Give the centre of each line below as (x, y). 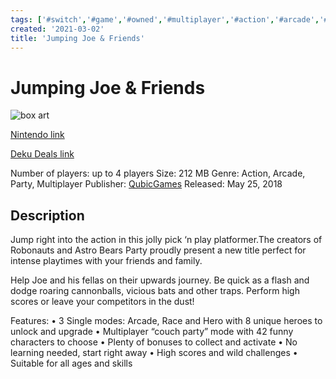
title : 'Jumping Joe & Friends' (77, 38)
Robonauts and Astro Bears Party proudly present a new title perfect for (158, 250)
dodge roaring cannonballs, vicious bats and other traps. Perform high (155, 291)
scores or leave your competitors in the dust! (102, 302)
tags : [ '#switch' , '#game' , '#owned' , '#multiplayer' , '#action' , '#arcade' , (165, 19)
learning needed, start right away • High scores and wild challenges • (154, 353)
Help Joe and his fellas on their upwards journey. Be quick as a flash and (160, 280)
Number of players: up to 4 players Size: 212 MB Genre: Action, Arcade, (158, 173)
